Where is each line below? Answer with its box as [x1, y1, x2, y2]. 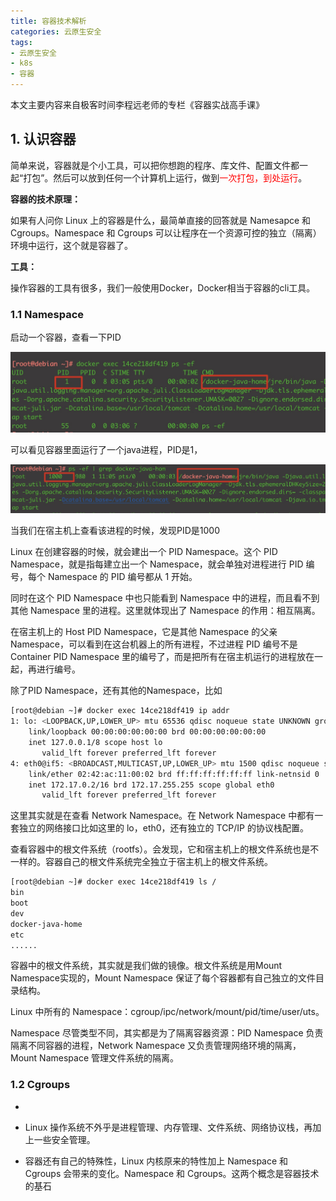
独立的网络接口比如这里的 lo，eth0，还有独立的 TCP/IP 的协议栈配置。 [18, 822, 309, 834]
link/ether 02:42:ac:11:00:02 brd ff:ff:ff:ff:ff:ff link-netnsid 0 [28, 769, 320, 779]
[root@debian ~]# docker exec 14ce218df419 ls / [10, 877, 217, 887]
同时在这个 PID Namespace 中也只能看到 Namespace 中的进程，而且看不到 [10, 592, 320, 604]
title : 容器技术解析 [10, 16, 87, 26]
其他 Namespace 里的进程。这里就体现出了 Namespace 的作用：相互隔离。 [10, 605, 321, 617]
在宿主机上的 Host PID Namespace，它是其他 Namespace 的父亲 [10, 626, 278, 638]
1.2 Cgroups [10, 1078, 71, 1092]
